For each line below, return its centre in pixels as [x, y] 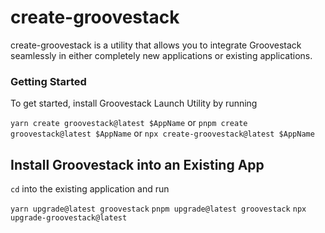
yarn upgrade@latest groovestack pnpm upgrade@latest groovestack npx [158, 209]
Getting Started [48, 81]
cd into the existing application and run [90, 189]
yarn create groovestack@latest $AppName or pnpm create [129, 123]
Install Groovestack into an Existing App [137, 164]
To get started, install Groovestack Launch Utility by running [134, 103]
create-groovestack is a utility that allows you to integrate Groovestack [156, 45]
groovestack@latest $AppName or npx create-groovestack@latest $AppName [162, 133]
